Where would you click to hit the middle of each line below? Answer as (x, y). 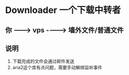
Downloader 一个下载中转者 (63, 10)
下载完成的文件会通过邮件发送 (43, 61)
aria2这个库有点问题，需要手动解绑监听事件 (57, 68)
